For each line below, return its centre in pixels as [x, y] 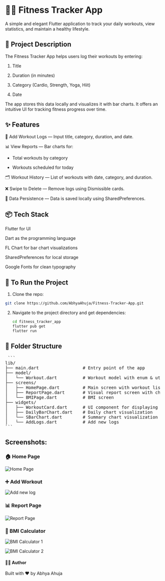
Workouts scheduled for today [43, 167]
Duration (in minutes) [33, 75]
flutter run [24, 331]
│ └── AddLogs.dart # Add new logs [62, 422]
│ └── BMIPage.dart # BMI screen [60, 397]
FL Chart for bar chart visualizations [41, 248]
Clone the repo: [28, 294]
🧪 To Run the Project [37, 282]
